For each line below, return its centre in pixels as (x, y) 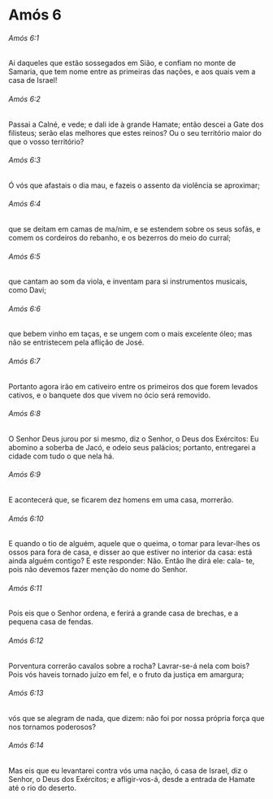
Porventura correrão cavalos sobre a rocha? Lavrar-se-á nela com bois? (129, 666)
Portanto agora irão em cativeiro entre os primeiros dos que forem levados (133, 386)
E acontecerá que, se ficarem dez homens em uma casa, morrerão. (121, 500)
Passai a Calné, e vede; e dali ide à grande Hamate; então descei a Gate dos (136, 124)
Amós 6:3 (24, 160)
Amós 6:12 (26, 641)
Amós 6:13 (26, 693)
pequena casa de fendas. (51, 622)
